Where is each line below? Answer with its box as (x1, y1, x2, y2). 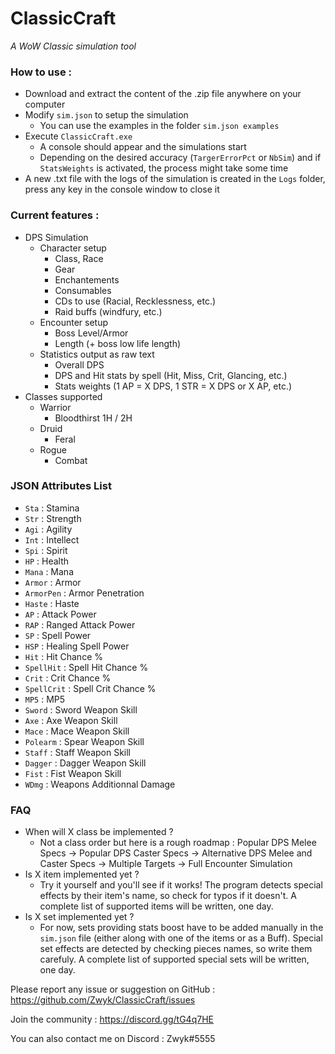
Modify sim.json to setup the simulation (24, 109, 189, 121)
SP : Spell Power (24, 629, 92, 641)
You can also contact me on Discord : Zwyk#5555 (10, 1033, 216, 1045)
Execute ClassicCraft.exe (24, 130, 133, 142)
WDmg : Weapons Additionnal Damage (24, 778, 176, 790)
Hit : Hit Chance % (24, 650, 103, 662)
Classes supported (24, 390, 103, 402)
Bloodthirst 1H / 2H (54, 412, 133, 424)
